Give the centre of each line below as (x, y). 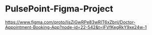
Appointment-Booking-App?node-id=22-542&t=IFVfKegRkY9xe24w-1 (76, 27)
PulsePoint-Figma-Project (59, 9)
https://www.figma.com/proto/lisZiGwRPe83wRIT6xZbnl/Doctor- (70, 22)
